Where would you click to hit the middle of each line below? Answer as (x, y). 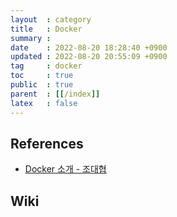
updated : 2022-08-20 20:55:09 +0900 (89, 57)
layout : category (51, 19)
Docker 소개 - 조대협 (65, 169)
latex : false (44, 103)
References (47, 143)
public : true (42, 85)
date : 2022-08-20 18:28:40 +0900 (89, 47)
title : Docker (46, 29)
